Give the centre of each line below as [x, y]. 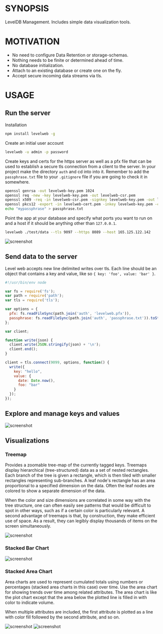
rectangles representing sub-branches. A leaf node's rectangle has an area [80, 480]
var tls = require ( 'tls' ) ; [32, 300]
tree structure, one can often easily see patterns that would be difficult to [78, 505]
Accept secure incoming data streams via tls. [57, 75]
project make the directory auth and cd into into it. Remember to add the [77, 171]
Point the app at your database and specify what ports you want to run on [79, 218]
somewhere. [17, 182]
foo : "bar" [29, 385]
